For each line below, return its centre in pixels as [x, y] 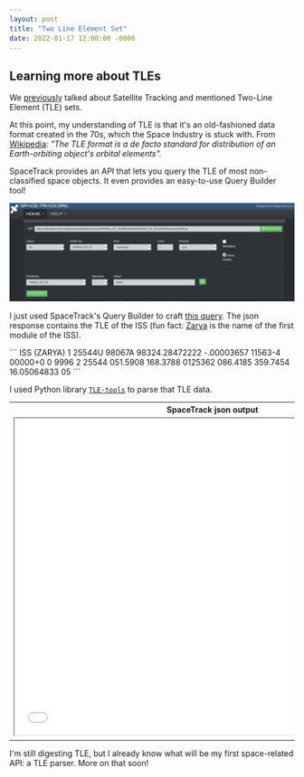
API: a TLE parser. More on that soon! [79, 763]
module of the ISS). [45, 336]
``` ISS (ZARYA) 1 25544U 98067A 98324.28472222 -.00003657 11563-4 [145, 353]
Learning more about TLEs [85, 76]
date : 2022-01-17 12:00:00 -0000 [72, 38]
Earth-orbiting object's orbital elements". [85, 154]
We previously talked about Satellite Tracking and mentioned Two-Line [141, 98]
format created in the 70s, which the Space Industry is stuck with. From [142, 135]
